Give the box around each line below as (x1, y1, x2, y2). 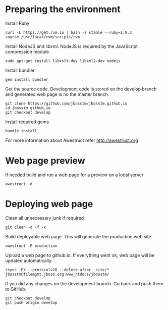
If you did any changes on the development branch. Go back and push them (5, 280, 163, 286)
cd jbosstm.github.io (5, 105, 51, 111)
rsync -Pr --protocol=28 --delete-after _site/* (5, 267, 109, 272)
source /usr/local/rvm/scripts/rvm (5, 34, 80, 39)
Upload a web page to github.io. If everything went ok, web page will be (5, 252, 155, 258)
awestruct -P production (5, 243, 58, 248)
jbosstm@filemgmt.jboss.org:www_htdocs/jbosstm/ (5, 272, 109, 277)
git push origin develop (5, 300, 58, 305)
